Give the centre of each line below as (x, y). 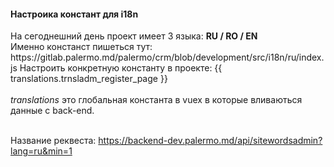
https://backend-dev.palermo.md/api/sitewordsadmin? (210, 141)
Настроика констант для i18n (74, 14)
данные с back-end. (52, 111)
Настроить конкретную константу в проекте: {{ (121, 68)
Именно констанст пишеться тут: (81, 47)
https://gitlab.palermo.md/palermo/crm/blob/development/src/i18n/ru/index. (167, 57)
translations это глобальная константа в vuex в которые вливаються (156, 100)
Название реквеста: (53, 141)
